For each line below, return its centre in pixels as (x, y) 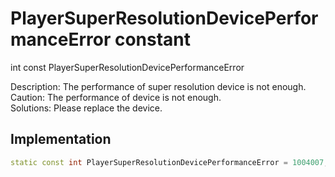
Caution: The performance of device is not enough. (116, 97)
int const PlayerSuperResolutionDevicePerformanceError (127, 67)
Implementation (61, 139)
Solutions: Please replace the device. (86, 108)
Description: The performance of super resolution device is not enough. (158, 86)
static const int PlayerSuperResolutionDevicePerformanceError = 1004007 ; (169, 162)
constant (153, 39)
